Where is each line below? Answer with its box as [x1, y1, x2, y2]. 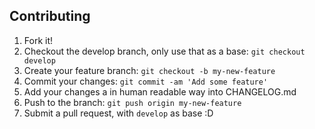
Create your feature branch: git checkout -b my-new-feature [23, 64, 276, 76]
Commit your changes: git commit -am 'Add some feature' [23, 75, 269, 87]
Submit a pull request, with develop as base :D [23, 107, 214, 119]
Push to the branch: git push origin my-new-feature [23, 96, 242, 108]
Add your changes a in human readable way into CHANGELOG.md [23, 85, 297, 98]
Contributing [9, 8, 91, 25]
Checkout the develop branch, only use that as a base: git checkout [23, 45, 306, 57]
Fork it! [23, 34, 54, 46]
